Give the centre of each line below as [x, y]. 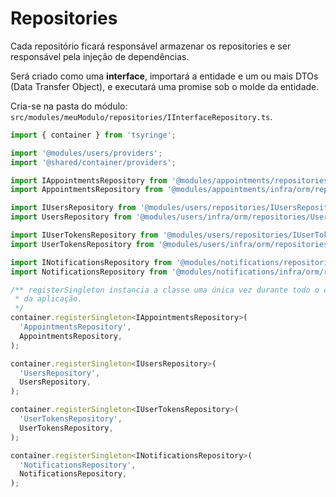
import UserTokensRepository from [82, 244]
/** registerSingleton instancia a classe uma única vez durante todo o [165, 290]
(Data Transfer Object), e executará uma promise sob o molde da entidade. [165, 86]
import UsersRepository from [71, 217]
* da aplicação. [48, 299]
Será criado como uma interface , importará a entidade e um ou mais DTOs [164, 76]
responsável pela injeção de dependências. [100, 56]
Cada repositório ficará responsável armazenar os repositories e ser [151, 46]
